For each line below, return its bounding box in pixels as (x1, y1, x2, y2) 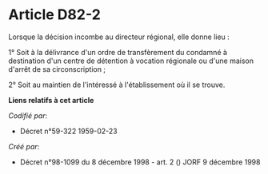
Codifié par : (8, 110, 48, 121)
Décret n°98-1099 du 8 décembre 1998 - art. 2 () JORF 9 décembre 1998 (19, 157, 261, 167)
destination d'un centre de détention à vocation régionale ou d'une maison (8, 56, 254, 65)
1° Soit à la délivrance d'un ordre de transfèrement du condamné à (8, 47, 228, 57)
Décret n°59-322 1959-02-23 (19, 126, 118, 136)
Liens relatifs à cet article (8, 95, 94, 105)
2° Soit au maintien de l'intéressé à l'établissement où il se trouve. (8, 80, 226, 89)
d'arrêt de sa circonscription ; (8, 64, 106, 73)
